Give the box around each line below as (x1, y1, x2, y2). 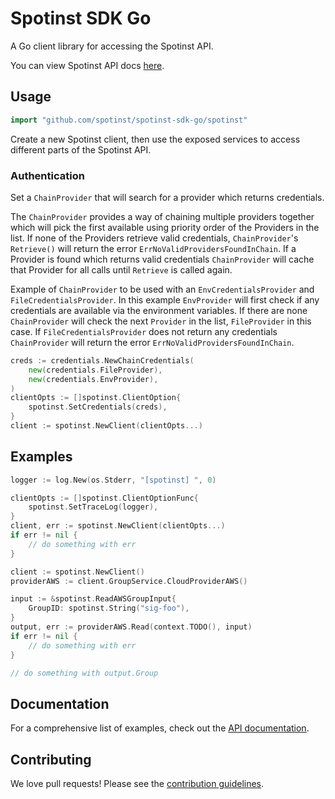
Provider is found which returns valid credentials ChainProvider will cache (10, 253, 315, 265)
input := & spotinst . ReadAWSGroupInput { (10, 594, 177, 604)
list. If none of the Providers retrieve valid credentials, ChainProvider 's (10, 232, 299, 244)
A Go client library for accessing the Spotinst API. (10, 40, 214, 52)
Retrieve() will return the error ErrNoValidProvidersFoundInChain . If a (10, 242, 297, 254)
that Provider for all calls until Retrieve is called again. (10, 263, 233, 276)
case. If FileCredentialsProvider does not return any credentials (10, 325, 278, 337)
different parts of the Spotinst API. (10, 143, 152, 156)
